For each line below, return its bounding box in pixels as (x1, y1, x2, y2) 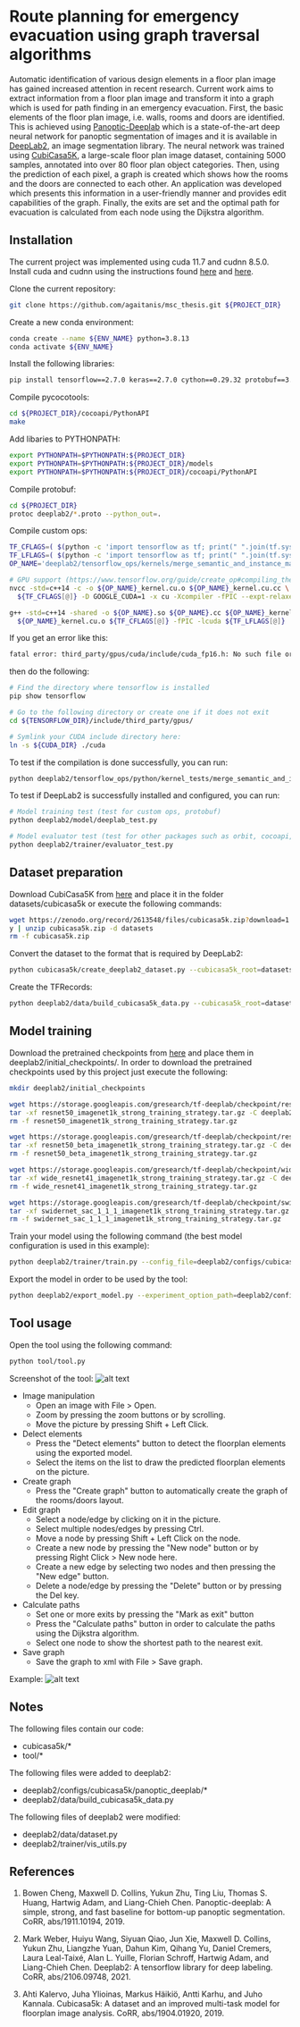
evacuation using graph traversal (9, 25, 261, 46)
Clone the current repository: (9, 283, 116, 294)
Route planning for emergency (9, 6, 239, 27)
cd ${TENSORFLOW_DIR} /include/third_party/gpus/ (9, 716, 194, 725)
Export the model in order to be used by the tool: (9, 1274, 188, 1284)
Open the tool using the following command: (9, 1339, 172, 1350)
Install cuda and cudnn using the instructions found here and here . (9, 265, 254, 276)
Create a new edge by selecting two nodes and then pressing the (35, 1561, 277, 1572)
